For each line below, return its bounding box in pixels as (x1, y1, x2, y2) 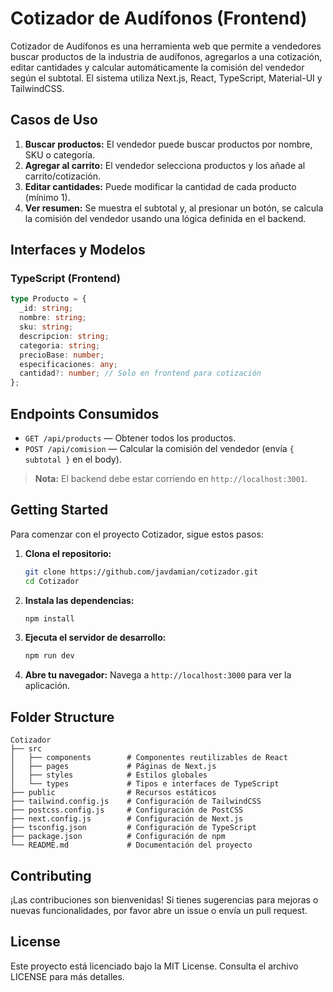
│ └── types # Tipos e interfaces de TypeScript (10, 779, 280, 789)
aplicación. (24, 680, 71, 692)
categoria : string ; (19, 340, 101, 351)
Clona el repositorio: (24, 547, 112, 559)
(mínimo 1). (24, 191, 71, 203)
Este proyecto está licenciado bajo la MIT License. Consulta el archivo (10, 960, 299, 972)
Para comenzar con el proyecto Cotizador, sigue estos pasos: (10, 528, 264, 540)
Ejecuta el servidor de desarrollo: (24, 632, 167, 644)
